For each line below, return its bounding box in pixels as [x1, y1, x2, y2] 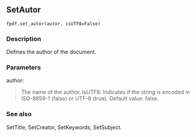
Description [6, 34, 41, 43]
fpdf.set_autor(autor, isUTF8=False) [6, 20, 101, 26]
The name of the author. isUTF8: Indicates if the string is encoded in [20, 88, 191, 96]
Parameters [6, 63, 41, 72]
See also [6, 110, 32, 118]
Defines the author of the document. [6, 48, 97, 56]
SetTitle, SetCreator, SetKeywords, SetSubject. [6, 123, 122, 131]
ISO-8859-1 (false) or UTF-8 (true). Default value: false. [20, 95, 159, 102]
